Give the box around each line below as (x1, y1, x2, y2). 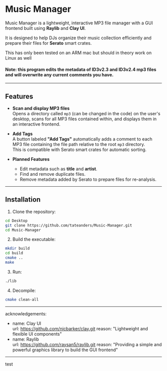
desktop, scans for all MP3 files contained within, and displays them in (12, 116, 157, 122)
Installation (5, 195, 41, 204)
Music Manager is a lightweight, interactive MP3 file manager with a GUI (5, 20, 153, 26)
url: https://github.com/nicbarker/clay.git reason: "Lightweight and (12, 325, 148, 331)
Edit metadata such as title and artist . (19, 165, 98, 172)
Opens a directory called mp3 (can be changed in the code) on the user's (12, 110, 161, 116)
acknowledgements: (5, 310, 47, 316)
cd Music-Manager (5, 227, 41, 232)
